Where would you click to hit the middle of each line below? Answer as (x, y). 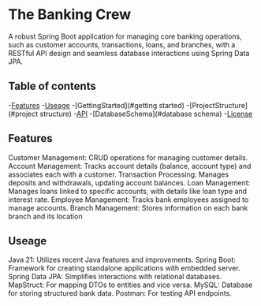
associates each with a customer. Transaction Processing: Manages (119, 174)
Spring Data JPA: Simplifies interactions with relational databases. (115, 277)
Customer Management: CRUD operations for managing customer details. (128, 157)
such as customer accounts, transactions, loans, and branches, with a (122, 44)
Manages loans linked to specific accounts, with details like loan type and (127, 191)
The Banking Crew (70, 15)
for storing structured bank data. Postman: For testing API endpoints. (120, 293)
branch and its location (45, 216)
